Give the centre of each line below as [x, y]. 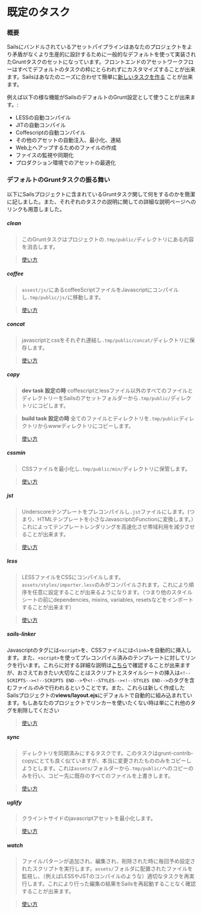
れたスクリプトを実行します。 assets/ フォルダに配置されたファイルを [107, 869]
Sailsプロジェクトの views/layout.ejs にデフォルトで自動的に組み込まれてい [100, 695]
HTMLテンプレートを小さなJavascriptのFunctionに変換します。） [116, 519]
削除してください [38, 710]
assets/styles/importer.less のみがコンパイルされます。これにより [105, 584]
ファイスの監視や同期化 [44, 155]
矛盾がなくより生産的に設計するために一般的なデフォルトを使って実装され [104, 54]
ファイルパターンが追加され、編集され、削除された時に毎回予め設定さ [109, 861]
